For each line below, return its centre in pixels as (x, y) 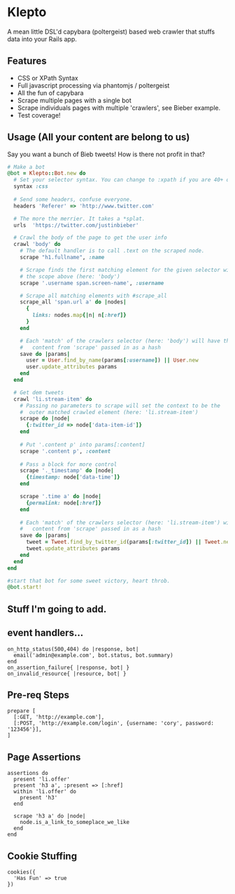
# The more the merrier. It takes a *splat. (79, 219)
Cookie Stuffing (42, 856)
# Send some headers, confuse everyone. (73, 199)
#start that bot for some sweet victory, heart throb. (89, 581)
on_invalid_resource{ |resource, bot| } (67, 673)
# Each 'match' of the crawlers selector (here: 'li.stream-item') (120, 523)
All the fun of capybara (50, 92)
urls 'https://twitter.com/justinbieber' (76, 225)
